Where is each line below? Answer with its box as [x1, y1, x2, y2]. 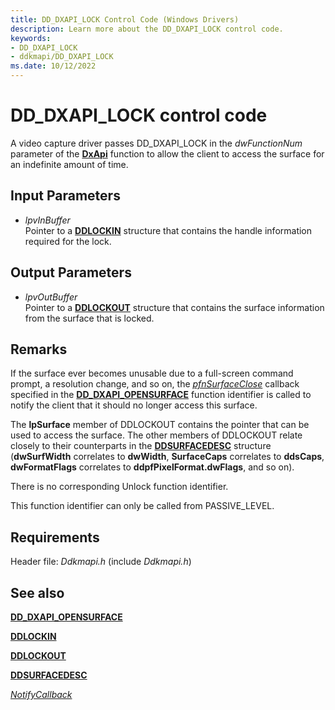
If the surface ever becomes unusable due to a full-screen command [10, 367, 294, 380]
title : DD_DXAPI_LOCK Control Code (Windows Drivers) [10, 14, 240, 25]
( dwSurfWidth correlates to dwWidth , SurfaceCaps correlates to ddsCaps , [10, 451, 325, 463]
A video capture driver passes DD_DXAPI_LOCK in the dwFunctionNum [10, 137, 303, 149]
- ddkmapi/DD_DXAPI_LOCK [10, 52, 114, 62]
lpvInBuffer [24, 214, 71, 226]
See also [10, 584, 65, 601]
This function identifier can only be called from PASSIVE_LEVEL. [10, 500, 275, 512]
